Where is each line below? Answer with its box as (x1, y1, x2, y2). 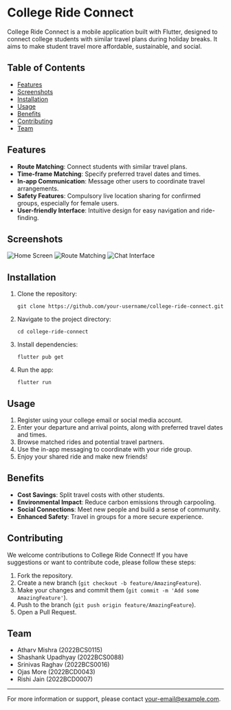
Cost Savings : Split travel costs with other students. (16, 490, 165, 499)
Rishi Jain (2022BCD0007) (16, 675, 93, 683)
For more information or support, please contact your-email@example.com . (7, 695, 221, 703)
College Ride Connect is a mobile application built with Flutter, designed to (7, 27, 218, 36)
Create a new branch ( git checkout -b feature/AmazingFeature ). (16, 579, 201, 587)
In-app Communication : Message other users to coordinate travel (16, 177, 205, 185)
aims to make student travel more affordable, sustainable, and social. (7, 42, 202, 50)
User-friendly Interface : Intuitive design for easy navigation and (16, 206, 200, 214)
